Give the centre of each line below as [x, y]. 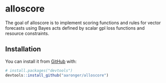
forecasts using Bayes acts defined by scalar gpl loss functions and [75, 28]
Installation [23, 49]
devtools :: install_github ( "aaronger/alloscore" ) [57, 75]
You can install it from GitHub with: [41, 61]
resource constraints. [27, 33]
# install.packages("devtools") [39, 70]
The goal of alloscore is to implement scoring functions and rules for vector [83, 23]
